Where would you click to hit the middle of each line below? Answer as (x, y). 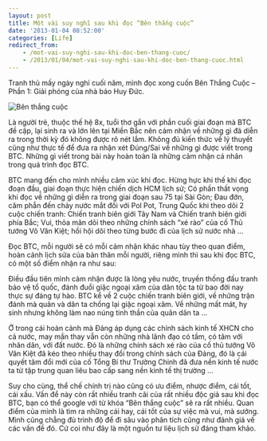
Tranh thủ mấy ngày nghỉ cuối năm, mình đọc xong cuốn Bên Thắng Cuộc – (132, 83)
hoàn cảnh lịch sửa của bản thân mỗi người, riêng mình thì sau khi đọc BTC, (132, 254)
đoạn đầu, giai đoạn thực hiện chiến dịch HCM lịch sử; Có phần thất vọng (128, 188)
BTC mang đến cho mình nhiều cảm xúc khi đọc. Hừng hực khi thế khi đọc (130, 179)
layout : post (30, 16)
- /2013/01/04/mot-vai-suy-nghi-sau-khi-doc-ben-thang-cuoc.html (133, 61)
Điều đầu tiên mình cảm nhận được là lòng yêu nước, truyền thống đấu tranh (133, 278)
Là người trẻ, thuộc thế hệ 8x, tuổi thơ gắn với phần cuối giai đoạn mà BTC (130, 122)
